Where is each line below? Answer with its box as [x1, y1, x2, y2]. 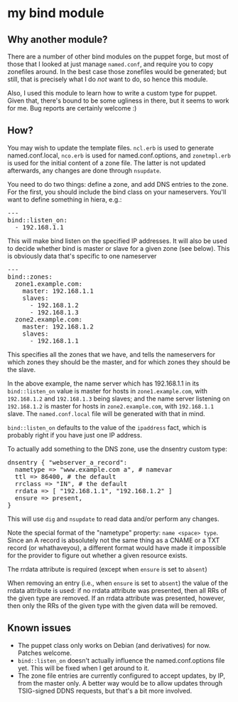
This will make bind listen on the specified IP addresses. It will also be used [7, 237, 227, 245]
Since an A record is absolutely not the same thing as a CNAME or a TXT [7, 536, 220, 544]
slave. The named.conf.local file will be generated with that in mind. [7, 409, 205, 418]
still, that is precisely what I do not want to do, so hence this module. [7, 75, 208, 83]
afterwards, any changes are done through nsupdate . [7, 166, 162, 175]
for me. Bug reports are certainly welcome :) [7, 104, 137, 112]
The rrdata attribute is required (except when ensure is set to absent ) [7, 564, 207, 573]
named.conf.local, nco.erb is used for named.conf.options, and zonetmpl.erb [7, 151, 231, 160]
